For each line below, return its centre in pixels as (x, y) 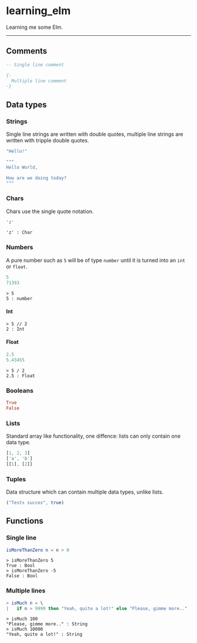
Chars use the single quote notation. (50, 211)
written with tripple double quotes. (47, 140)
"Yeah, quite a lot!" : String (44, 634)
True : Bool (21, 566)
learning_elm (38, 11)
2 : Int (16, 329)
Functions (25, 521)
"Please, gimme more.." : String (47, 624)
